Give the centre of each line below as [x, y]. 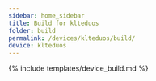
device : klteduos [38, 46]
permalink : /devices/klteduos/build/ [72, 38]
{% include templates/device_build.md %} [78, 68]
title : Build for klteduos [54, 23]
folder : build [32, 30]
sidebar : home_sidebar [46, 16]
